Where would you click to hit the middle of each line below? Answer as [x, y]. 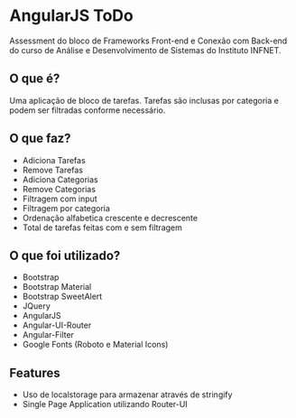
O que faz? [40, 139]
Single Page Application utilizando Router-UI [105, 404]
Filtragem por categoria [66, 208]
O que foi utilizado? [65, 255]
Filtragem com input [60, 199]
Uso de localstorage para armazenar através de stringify [127, 395]
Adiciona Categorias [60, 179]
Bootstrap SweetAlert [62, 297]
